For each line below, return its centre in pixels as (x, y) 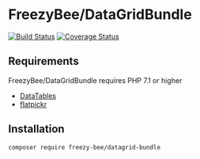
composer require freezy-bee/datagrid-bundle (84, 147)
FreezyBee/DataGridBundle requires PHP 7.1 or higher (95, 80)
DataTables (38, 96)
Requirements (43, 61)
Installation (36, 129)
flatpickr (33, 104)
